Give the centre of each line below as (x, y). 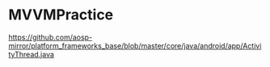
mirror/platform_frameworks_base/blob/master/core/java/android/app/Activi (135, 45)
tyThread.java (32, 54)
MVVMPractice (61, 15)
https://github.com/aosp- (51, 37)
